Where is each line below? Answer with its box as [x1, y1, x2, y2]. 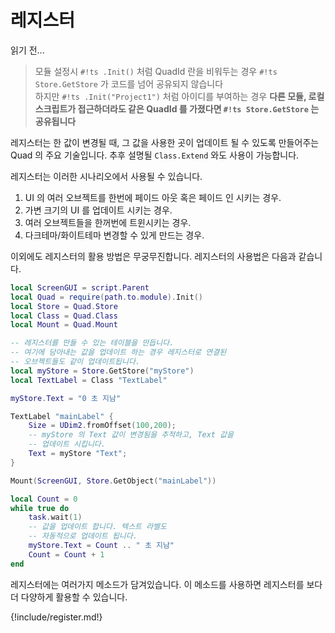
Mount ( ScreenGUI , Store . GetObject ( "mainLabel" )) [10, 476, 217, 486]
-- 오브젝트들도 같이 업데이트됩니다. [10, 357, 141, 367]
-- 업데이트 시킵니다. [28, 439, 106, 450]
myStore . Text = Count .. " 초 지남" [28, 541, 175, 551]
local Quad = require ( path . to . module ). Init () [10, 292, 203, 302]
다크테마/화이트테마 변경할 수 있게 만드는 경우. [24, 229, 205, 241]
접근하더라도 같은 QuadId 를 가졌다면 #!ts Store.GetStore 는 [77, 102, 320, 115]
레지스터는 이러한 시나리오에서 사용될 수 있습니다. [10, 170, 203, 182]
